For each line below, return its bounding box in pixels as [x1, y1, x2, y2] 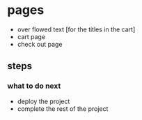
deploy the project [17, 97, 70, 105]
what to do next [7, 81, 61, 91]
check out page [17, 40, 63, 48]
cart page [17, 32, 46, 40]
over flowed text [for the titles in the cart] [17, 25, 136, 33]
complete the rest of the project [17, 104, 109, 113]
